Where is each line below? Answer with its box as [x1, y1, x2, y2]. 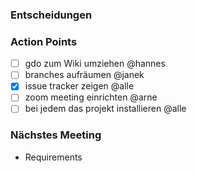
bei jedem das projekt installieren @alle [24, 103, 187, 115]
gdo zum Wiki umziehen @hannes [24, 58, 166, 70]
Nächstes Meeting [10, 128, 102, 142]
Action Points [10, 34, 78, 48]
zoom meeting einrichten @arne [24, 91, 158, 103]
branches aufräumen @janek [24, 69, 145, 81]
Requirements [24, 151, 83, 163]
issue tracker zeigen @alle [24, 80, 135, 92]
